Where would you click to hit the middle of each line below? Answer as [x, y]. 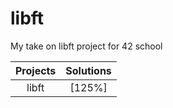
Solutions [88, 70]
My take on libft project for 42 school [86, 46]
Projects [36, 70]
